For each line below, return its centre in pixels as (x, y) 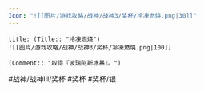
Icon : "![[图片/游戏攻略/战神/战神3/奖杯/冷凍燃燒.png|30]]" (103, 16)
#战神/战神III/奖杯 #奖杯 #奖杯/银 (62, 79)
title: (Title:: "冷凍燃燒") (54, 39)
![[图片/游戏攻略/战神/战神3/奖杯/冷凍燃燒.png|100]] (90, 47)
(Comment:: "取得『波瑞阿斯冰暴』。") (65, 63)
